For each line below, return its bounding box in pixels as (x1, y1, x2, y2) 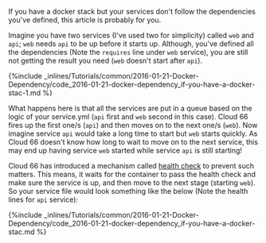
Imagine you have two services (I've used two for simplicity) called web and (8, 31, 255, 40)
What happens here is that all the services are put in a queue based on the (8, 103, 252, 113)
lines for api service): (8, 195, 78, 204)
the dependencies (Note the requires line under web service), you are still (8, 48, 248, 56)
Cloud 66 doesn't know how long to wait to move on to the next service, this (8, 137, 259, 146)
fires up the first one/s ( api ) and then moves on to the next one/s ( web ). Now (8, 121, 258, 129)
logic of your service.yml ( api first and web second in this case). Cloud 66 (8, 112, 248, 121)
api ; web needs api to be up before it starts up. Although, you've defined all (8, 39, 254, 48)
